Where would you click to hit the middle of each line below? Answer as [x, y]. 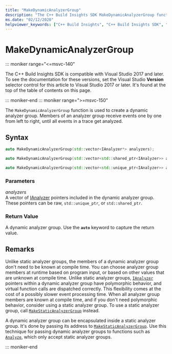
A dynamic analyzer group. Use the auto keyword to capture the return [80, 228]
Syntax [17, 137]
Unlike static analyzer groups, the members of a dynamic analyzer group [82, 262]
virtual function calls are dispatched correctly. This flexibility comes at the [83, 289]
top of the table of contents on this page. [48, 90]
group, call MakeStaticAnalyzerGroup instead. [52, 311]
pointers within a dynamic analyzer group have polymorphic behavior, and [83, 284]
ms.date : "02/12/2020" [29, 20]
